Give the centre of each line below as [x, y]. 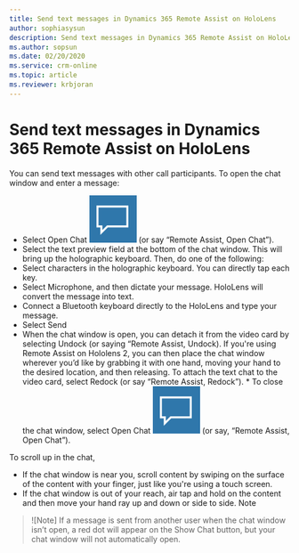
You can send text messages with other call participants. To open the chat [145, 173]
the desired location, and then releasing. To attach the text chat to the [150, 372]
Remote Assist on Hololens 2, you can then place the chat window [143, 353]
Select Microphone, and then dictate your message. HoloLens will [143, 287]
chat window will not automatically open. [105, 539]
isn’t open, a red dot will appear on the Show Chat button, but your [153, 529]
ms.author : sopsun [43, 47]
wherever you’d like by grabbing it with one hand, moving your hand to [151, 362]
